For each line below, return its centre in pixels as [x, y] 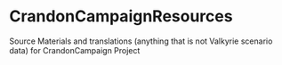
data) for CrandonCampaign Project [75, 50]
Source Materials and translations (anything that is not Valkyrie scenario [141, 41]
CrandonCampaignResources [121, 16]
